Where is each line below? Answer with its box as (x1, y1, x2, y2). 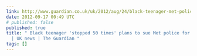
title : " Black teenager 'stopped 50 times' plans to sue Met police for (6, 30, 191, 36)
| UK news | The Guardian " (11, 36, 80, 41)
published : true (6, 24, 46, 31)
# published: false (6, 19, 54, 25)
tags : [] (6, 41, 28, 47)
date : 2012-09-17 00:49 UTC (6, 14, 75, 20)
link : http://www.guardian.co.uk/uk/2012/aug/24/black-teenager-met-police (6, 8, 195, 15)
